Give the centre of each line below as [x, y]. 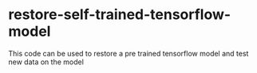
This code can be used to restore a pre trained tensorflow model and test [128, 53]
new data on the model [46, 62]
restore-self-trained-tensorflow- [120, 15]
